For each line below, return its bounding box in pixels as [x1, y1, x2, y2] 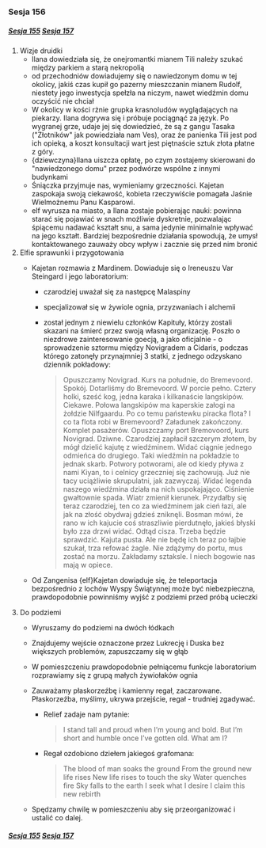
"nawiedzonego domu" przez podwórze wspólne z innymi [31, 163, 221, 173]
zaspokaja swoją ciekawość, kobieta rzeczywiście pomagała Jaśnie [31, 188, 253, 198]
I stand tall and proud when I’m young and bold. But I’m [63, 724, 243, 734]
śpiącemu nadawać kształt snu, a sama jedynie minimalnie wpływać [31, 222, 253, 232]
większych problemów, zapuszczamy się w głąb [31, 646, 188, 656]
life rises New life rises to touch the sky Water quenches [63, 772, 247, 781]
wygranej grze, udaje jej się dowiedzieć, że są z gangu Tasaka [31, 121, 235, 131]
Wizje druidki [19, 46, 63, 55]
